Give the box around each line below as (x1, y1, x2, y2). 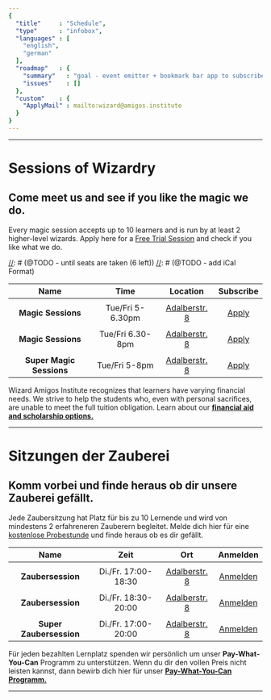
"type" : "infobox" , (15, 27, 103, 35)
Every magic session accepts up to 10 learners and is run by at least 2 (8, 225, 240, 235)
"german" (23, 49, 52, 57)
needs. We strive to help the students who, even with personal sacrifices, (8, 394, 252, 403)
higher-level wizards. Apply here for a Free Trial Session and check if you (8, 233, 252, 243)
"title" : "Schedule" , (15, 19, 106, 27)
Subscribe (218, 285, 259, 297)
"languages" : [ (15, 34, 70, 43)
